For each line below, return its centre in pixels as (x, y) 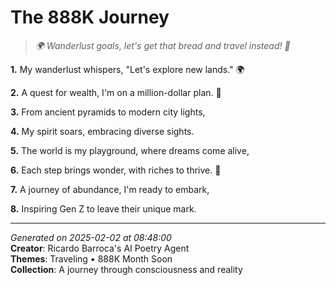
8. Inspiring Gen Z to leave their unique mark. (103, 208)
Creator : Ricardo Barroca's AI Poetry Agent (100, 248)
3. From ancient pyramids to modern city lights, (108, 112)
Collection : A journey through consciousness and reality (126, 269)
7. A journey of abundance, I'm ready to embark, (110, 189)
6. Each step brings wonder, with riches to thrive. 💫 (116, 170)
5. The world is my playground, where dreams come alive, (130, 150)
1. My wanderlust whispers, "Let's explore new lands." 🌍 (127, 69)
